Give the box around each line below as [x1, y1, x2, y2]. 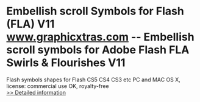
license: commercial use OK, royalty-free [6, 82, 109, 89]
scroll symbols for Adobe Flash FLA [6, 43, 190, 57]
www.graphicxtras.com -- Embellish [6, 30, 195, 44]
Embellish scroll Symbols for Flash [6, 4, 184, 18]
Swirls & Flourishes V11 [6, 56, 126, 70]
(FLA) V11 [6, 17, 55, 31]
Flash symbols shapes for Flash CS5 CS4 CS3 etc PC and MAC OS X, [6, 76, 181, 83]
